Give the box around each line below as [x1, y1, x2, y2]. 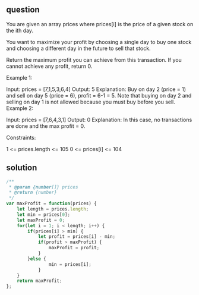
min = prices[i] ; [48, 261, 92, 267]
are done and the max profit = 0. [6, 122, 86, 130]
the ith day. [6, 27, 34, 34]
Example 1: [6, 74, 33, 81]
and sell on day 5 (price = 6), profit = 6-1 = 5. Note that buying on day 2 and [6, 92, 192, 99]
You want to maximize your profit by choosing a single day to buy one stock [6, 38, 192, 45]
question [6, 5, 40, 15]
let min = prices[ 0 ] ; [17, 211, 70, 218]
